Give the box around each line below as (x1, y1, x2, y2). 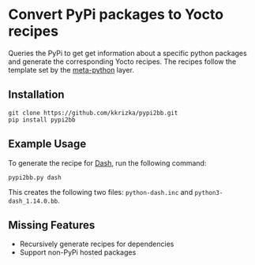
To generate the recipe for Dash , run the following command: (8, 158, 207, 167)
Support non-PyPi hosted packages (19, 248, 137, 257)
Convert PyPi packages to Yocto (8, 6, 223, 24)
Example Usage (8, 137, 87, 151)
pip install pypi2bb (8, 116, 77, 124)
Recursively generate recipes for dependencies (19, 239, 174, 249)
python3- (194, 188, 223, 196)
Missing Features (8, 218, 96, 232)
